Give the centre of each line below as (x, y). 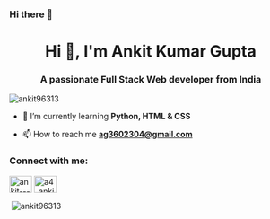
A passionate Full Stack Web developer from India (151, 80)
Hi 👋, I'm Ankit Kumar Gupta (151, 52)
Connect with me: (49, 161)
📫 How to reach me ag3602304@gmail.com (107, 135)
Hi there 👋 (31, 14)
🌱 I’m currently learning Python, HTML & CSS (106, 117)
